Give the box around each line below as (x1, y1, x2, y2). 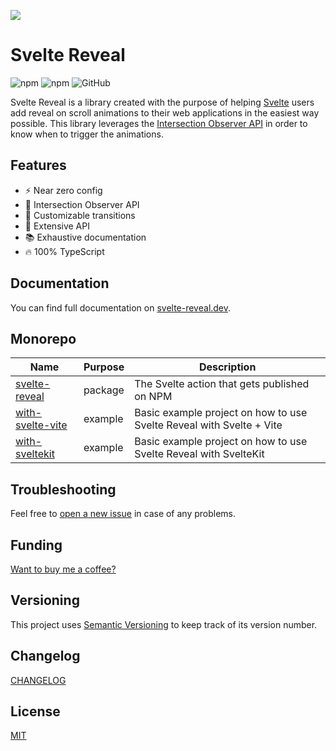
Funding (10, 536, 63, 554)
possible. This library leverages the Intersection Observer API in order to (10, 117, 308, 129)
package (83, 383, 125, 397)
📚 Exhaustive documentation (24, 231, 147, 243)
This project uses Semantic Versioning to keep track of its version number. (10, 618, 318, 630)
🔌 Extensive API (24, 220, 90, 232)
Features (10, 157, 67, 174)
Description (198, 360, 257, 374)
